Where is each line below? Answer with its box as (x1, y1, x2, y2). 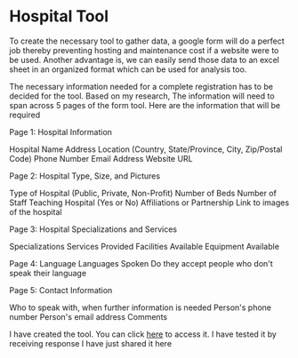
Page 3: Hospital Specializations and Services (9, 224, 178, 235)
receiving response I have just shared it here (9, 338, 172, 348)
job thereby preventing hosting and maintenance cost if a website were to (9, 44, 279, 55)
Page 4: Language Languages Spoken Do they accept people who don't (9, 258, 273, 268)
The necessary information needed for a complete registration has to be (9, 81, 274, 91)
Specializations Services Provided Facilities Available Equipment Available (9, 241, 280, 251)
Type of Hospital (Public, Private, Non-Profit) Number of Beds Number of (9, 187, 278, 198)
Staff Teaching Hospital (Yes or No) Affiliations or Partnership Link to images (9, 197, 290, 208)
